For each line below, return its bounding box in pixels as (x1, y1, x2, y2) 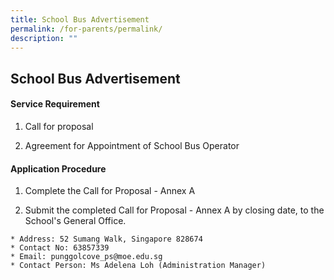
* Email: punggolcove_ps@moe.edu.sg (10, 252, 163, 262)
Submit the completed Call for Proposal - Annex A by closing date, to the (24, 204, 325, 216)
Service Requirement (10, 98, 100, 110)
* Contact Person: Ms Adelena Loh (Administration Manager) (10, 261, 267, 271)
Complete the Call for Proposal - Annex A (24, 185, 196, 197)
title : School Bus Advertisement (10, 14, 150, 25)
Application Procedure (10, 162, 107, 175)
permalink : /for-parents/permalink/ (10, 24, 163, 34)
